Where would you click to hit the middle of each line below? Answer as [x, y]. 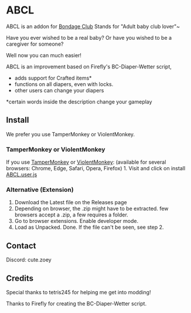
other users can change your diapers [59, 90]
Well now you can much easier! [44, 55]
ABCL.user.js [22, 175]
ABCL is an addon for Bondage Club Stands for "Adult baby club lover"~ [93, 26]
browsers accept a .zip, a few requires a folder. [71, 215]
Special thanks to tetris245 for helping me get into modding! [79, 292]
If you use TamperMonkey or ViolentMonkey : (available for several [86, 162]
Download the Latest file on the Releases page [71, 202]
